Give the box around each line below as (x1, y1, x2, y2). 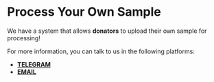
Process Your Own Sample (7, 4, 161, 20)
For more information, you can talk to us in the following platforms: (7, 47, 195, 55)
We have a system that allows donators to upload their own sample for (7, 27, 207, 35)
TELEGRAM (16, 60, 51, 68)
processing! (7, 33, 41, 42)
